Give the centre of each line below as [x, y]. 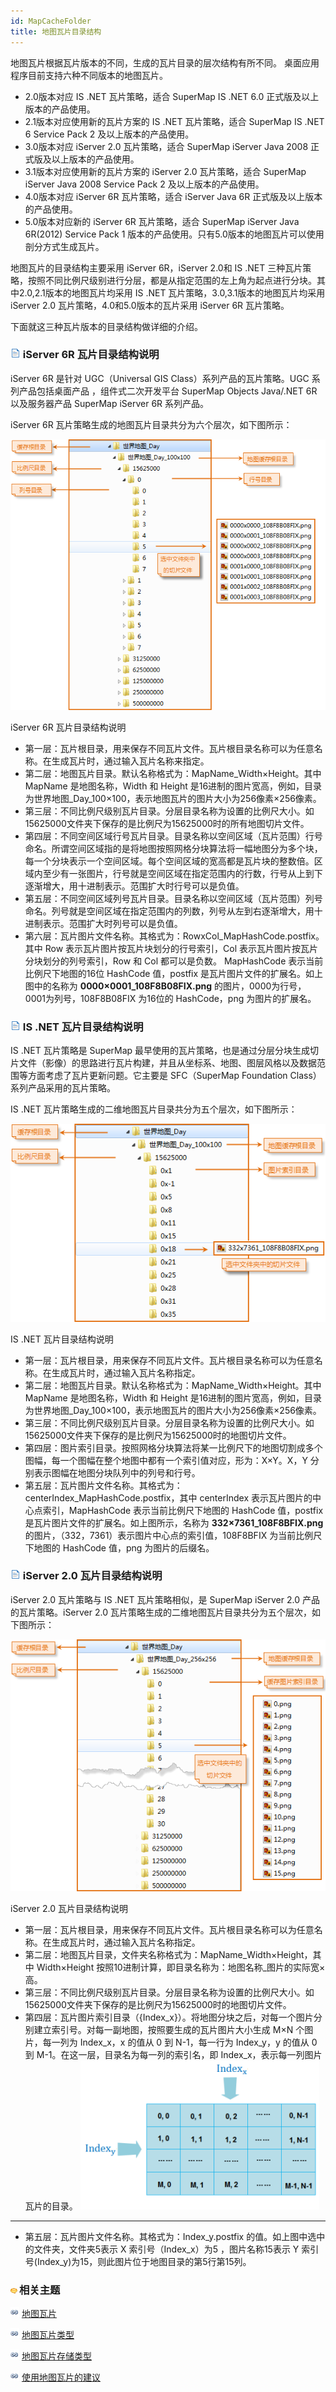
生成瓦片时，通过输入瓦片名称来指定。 [130, 761]
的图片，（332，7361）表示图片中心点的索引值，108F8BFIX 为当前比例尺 [173, 1535]
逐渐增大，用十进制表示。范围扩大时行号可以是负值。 [134, 886]
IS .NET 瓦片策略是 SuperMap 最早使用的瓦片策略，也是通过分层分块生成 [160, 1051]
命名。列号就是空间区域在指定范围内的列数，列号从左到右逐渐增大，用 [169, 911]
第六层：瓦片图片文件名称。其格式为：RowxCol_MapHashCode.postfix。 [174, 936]
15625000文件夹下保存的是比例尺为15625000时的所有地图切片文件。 [167, 823]
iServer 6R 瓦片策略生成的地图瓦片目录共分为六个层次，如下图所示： [151, 424]
